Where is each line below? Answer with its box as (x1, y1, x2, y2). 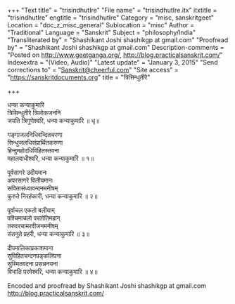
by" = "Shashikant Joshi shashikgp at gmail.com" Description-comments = (7, 44, 224, 51)
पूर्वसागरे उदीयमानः (7, 168, 48, 176)
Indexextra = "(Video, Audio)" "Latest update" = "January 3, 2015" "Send (7, 58, 218, 66)
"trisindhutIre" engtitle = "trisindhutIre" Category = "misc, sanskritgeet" (7, 13, 215, 22)
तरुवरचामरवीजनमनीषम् (7, 222, 58, 230)
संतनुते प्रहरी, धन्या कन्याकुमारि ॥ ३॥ (7, 230, 90, 238)
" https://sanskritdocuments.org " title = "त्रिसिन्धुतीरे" (7, 73, 151, 81)
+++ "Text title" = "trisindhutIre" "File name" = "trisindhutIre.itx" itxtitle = (7, 6, 217, 14)
